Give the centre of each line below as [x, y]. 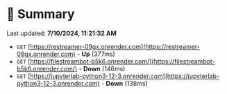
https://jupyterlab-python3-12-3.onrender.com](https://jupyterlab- [125, 76]
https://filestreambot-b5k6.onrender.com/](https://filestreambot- [123, 61]
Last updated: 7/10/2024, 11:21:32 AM [61, 33]
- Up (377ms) [96, 54]
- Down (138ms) [124, 83]
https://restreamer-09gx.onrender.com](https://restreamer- [115, 46]
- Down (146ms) [102, 68]
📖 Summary [41, 14]
